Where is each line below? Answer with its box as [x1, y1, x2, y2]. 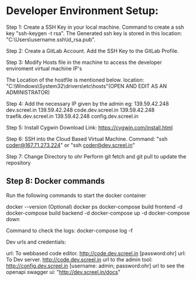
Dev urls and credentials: [6, 238, 66, 245]
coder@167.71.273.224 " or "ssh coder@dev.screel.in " [6, 141, 136, 148]
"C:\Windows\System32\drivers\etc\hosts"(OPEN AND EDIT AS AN [6, 82, 167, 89]
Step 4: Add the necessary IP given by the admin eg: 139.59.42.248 [6, 100, 169, 107]
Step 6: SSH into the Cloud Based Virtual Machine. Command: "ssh [6, 135, 168, 142]
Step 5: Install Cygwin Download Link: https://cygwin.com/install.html [6, 124, 173, 131]
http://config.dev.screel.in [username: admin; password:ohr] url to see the [6, 262, 185, 269]
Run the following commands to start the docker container [6, 192, 146, 199]
